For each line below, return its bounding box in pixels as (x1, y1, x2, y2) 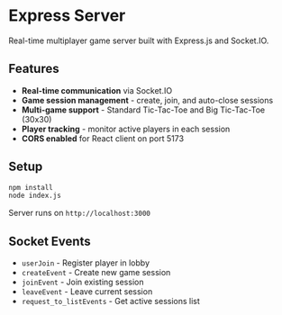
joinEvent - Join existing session (21, 276, 144, 288)
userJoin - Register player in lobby (21, 257, 150, 268)
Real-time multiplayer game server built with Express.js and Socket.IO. (8, 35, 269, 46)
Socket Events (8, 233, 91, 248)
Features (8, 61, 59, 76)
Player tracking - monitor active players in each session (21, 123, 231, 134)
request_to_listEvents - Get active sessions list (21, 296, 200, 307)
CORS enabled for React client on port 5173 (21, 132, 185, 144)
